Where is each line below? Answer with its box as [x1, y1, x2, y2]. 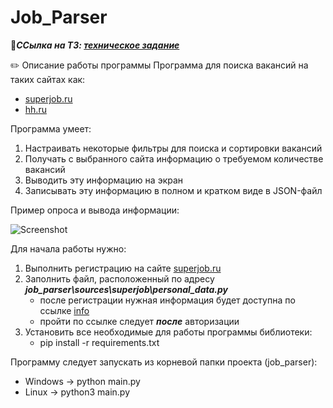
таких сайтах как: [10, 73, 86, 85]
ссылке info [39, 304, 90, 316]
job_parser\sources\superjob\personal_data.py [24, 283, 228, 295]
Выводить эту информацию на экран [24, 174, 184, 186]
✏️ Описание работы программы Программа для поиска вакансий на [10, 59, 309, 71]
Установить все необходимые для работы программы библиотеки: [24, 326, 313, 338]
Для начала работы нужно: [10, 242, 127, 255]
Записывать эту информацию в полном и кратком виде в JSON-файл [24, 184, 323, 196]
